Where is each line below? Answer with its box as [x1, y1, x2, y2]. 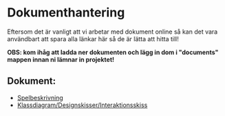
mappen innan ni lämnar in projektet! [7, 55, 115, 63]
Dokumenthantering [7, 5, 125, 21]
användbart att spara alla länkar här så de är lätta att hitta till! [7, 34, 179, 43]
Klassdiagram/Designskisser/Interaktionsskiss [17, 101, 148, 109]
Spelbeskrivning [17, 93, 63, 102]
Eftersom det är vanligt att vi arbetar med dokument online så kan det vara [7, 27, 218, 36]
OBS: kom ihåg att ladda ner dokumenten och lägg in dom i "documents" [7, 48, 219, 56]
